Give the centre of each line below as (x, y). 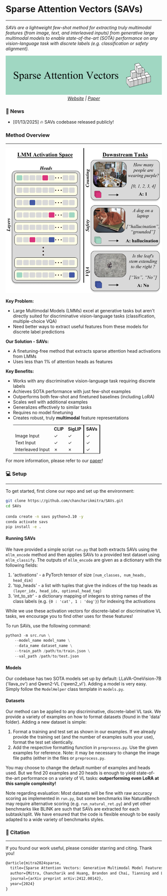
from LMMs (25, 357)
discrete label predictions (39, 332)
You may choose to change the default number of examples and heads (78, 768)
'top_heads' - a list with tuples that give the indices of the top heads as (85, 585)
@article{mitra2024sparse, (33, 863)
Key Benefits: (20, 372)
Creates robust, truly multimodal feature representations (71, 418)
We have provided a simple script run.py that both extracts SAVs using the (82, 549)
